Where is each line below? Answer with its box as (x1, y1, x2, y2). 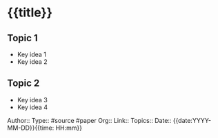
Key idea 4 (17, 103, 48, 111)
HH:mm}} (55, 124, 83, 132)
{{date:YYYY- (172, 116, 212, 124)
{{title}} (7, 5, 53, 21)
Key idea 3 (17, 95, 48, 104)
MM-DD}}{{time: (7, 124, 54, 132)
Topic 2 (7, 78, 40, 89)
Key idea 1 (17, 50, 47, 58)
